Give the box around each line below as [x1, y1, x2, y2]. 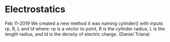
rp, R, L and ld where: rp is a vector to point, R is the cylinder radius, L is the [5, 25, 165, 31]
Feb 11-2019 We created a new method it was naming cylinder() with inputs [5, 20, 163, 26]
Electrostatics [5, 4, 66, 15]
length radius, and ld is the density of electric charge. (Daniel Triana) [5, 31, 150, 37]
